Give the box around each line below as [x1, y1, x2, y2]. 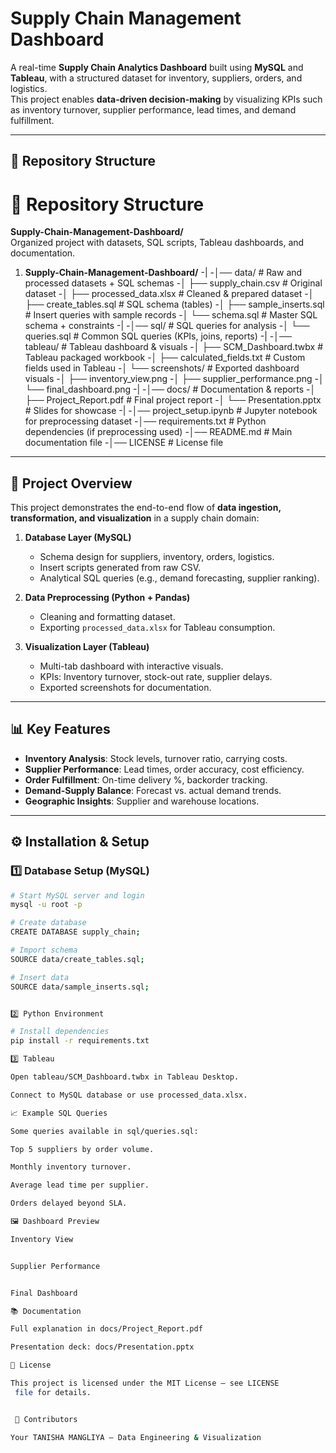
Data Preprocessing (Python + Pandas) [24, 592, 191, 604]
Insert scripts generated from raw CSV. [39, 562, 202, 574]
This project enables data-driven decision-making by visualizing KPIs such [10, 93, 323, 105]
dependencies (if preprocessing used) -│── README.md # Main [24, 426, 293, 438]
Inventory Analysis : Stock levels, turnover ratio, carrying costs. [24, 752, 288, 764]
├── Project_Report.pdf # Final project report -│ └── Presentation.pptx [24, 394, 322, 406]
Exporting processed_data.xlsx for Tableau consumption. [39, 622, 276, 634]
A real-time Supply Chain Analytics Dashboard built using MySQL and [10, 61, 304, 73]
